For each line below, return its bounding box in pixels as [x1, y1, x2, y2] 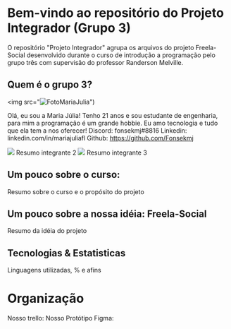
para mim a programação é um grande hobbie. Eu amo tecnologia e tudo [7, 119, 218, 127]
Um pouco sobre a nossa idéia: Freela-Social [7, 208, 207, 220]
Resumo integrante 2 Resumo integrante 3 [15, 148, 148, 157]
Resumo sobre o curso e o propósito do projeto [7, 187, 144, 196]
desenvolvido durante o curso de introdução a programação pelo [26, 51, 216, 59]
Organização [7, 291, 85, 306]
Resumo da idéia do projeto [7, 227, 87, 235]
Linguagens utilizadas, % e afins [7, 266, 101, 275]
